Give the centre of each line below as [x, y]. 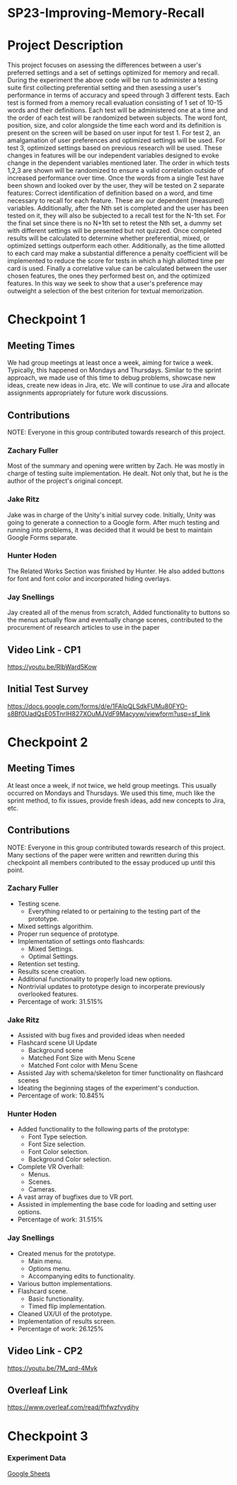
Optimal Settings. [53, 956]
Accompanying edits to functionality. [82, 1276]
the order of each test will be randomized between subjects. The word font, [117, 118]
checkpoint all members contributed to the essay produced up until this [111, 862]
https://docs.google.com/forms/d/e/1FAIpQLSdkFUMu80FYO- [98, 706]
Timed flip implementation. [67, 1306]
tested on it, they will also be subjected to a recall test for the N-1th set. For [117, 216]
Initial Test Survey [48, 689]
